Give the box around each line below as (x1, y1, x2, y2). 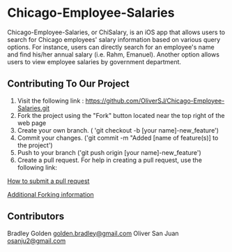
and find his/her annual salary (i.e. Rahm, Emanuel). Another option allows (7, 50, 219, 59)
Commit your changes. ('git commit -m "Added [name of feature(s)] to (17, 133, 219, 142)
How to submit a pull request (7, 177, 90, 185)
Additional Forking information (7, 190, 94, 198)
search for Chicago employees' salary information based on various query (7, 35, 221, 43)
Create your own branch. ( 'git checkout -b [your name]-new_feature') (17, 126, 219, 134)
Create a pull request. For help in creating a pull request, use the (17, 156, 202, 164)
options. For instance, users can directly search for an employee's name (7, 43, 215, 51)
